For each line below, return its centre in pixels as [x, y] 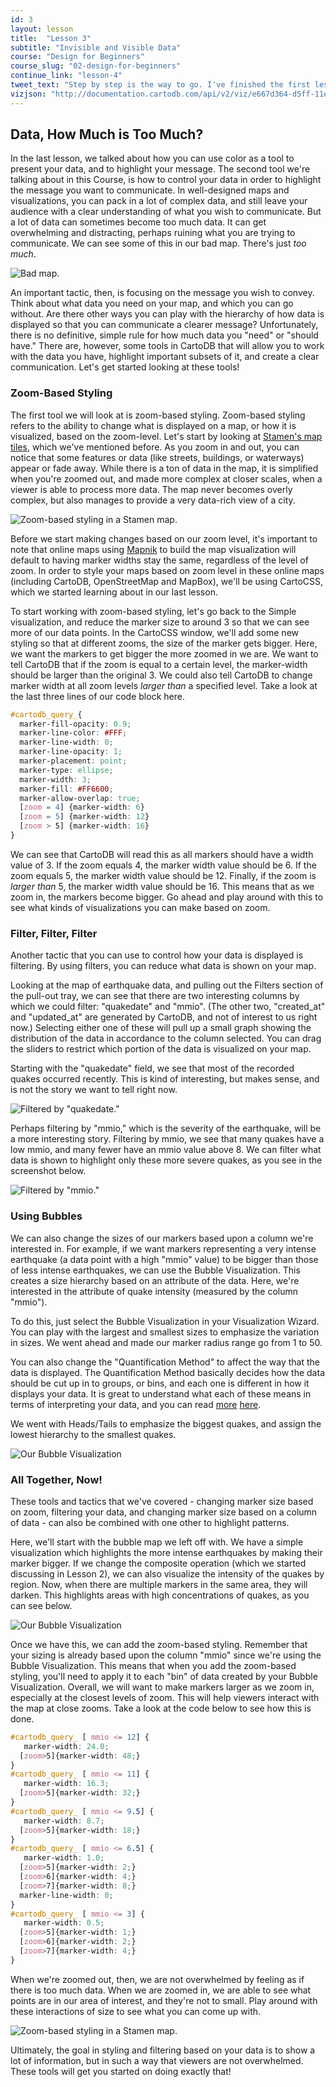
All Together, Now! [56, 1479]
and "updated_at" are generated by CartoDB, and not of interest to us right [164, 1017]
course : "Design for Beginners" [77, 57]
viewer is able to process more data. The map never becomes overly [151, 489]
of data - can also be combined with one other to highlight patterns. [150, 1522]
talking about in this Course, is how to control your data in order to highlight [166, 180]
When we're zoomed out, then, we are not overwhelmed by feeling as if [157, 1979]
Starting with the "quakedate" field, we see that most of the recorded [152, 1068]
